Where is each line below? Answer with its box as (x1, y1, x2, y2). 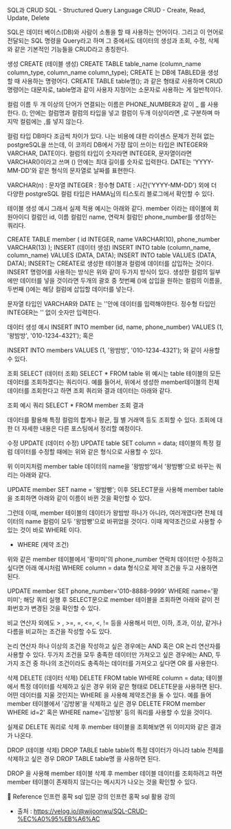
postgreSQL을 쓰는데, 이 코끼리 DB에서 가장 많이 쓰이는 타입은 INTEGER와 (7, 140, 208, 149)
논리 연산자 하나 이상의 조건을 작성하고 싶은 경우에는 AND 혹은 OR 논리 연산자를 (7, 642, 221, 650)
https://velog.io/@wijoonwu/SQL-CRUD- (33, 807, 148, 815)
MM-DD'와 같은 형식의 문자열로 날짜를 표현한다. (7, 166, 136, 174)
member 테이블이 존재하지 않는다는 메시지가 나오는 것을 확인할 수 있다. (7, 778, 197, 786)
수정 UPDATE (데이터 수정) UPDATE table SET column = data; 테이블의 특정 (7, 439, 214, 447)
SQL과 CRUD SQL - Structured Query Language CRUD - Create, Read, (7, 6, 206, 14)
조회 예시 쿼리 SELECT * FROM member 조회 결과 (7, 401, 144, 409)
